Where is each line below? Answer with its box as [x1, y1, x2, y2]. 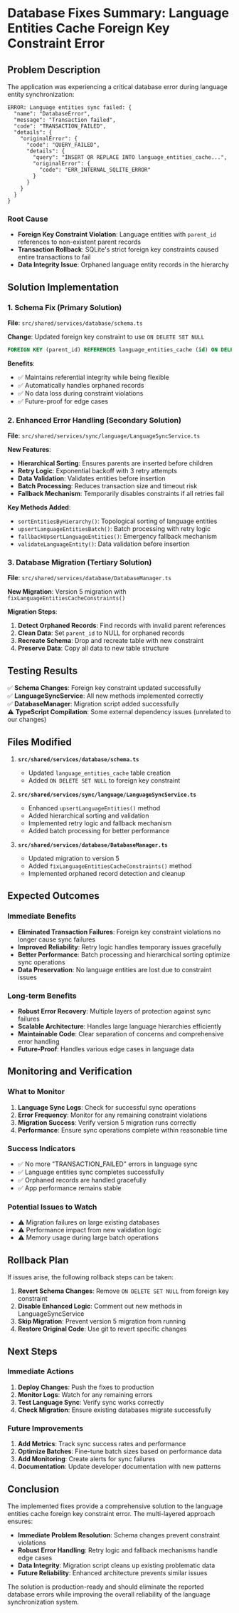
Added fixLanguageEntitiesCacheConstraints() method [28, 862, 192, 870]
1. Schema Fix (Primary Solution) [7, 302, 122, 312]
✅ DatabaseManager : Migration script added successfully [7, 700, 179, 708]
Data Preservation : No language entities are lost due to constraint [17, 965, 212, 974]
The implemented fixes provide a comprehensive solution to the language [7, 1502, 223, 1510]
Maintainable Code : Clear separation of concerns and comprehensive [17, 1030, 224, 1039]
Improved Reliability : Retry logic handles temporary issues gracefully [17, 942, 222, 951]
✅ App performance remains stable [17, 1184, 122, 1192]
